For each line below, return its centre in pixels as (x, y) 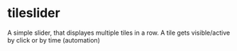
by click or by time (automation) (54, 40)
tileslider (34, 13)
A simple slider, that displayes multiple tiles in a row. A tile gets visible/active (119, 33)
